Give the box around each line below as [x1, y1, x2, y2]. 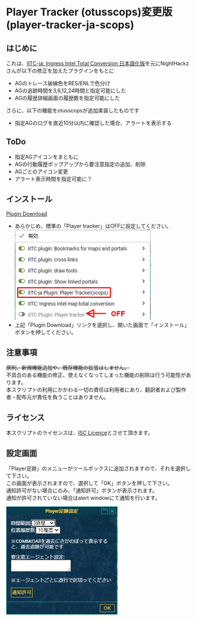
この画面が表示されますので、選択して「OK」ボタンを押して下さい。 [6, 480, 173, 487]
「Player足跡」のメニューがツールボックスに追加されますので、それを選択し [6, 465, 191, 472]
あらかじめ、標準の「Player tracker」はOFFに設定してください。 [14, 222, 172, 230]
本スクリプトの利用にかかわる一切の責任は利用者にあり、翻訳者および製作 [6, 386, 186, 393]
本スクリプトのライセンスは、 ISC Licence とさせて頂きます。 [6, 429, 153, 436]
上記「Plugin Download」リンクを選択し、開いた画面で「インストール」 [14, 321, 190, 328]
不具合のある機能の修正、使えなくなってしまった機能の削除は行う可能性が [6, 371, 186, 378]
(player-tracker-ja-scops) [6, 18, 135, 32]
